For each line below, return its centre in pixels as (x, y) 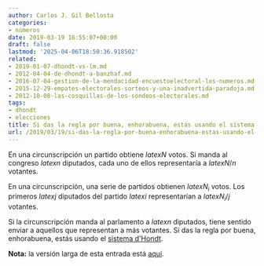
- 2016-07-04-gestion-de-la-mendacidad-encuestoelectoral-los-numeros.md (132, 81)
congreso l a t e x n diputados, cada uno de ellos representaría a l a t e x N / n (122, 162)
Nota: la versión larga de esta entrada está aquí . (86, 254)
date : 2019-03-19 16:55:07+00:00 (63, 37)
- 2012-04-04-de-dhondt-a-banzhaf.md (70, 74)
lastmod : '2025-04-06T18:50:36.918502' (73, 52)
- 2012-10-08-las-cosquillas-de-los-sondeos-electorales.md (109, 96)
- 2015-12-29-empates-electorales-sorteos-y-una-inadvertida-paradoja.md (132, 88)
